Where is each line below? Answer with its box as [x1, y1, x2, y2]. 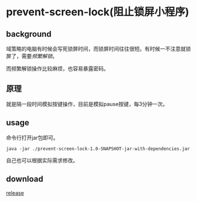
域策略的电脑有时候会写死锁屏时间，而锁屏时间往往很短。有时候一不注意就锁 [6, 45, 191, 52]
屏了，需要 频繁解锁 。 [6, 53, 57, 59]
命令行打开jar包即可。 [6, 134, 59, 141]
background [6, 29, 52, 39]
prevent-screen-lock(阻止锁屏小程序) [6, 5, 189, 19]
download [6, 174, 43, 184]
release [6, 190, 25, 197]
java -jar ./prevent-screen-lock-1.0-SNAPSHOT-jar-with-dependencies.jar [6, 146, 191, 152]
